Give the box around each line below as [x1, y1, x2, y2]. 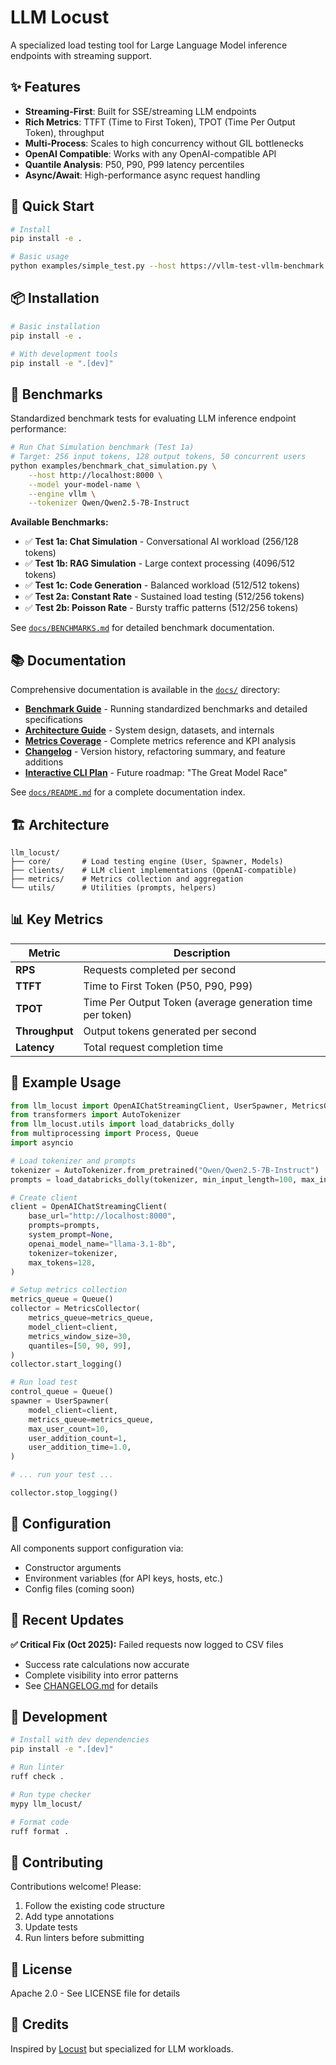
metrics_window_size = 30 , [28, 1331, 132, 1341]
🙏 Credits [10, 2016, 70, 2033]
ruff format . [10, 1826, 70, 1836]
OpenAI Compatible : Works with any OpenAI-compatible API [24, 147, 277, 160]
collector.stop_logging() [10, 1488, 118, 1498]
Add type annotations [24, 1911, 115, 1923]
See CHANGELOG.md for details [24, 1679, 159, 1691]
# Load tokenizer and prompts [10, 1156, 137, 1166]
